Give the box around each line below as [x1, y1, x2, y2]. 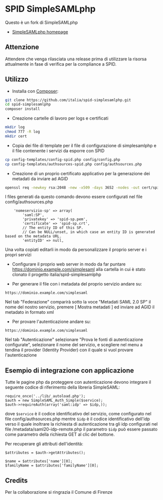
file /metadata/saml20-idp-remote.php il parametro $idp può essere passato [5, 427, 158, 432]
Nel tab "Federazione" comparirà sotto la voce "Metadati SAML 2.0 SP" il [5, 299, 151, 305]
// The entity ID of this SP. [22, 225, 83, 231]
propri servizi [5, 252, 32, 258]
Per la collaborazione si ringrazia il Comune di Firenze [5, 489, 113, 495]
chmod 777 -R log [5, 129, 40, 134]
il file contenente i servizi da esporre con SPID [12, 147, 105, 154]
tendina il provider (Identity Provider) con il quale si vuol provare [5, 347, 133, 353]
